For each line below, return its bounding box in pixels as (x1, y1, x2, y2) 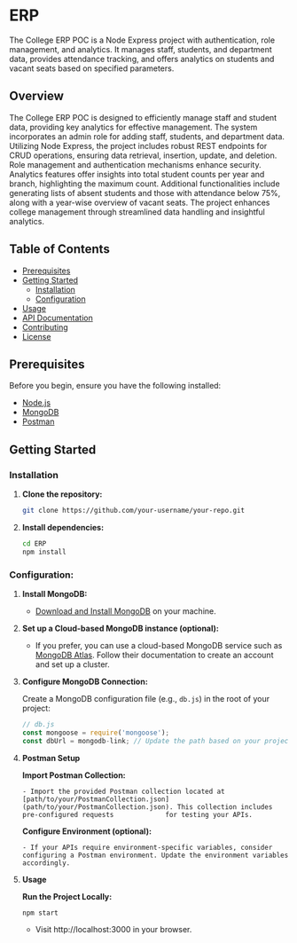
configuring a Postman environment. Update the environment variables (21, 851, 289, 860)
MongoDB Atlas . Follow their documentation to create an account (35, 649, 274, 660)
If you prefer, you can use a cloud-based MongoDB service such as (35, 640, 283, 650)
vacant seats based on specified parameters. (9, 63, 175, 74)
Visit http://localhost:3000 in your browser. (35, 924, 192, 935)
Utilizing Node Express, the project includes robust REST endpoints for (9, 140, 268, 151)
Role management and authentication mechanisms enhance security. (9, 159, 262, 169)
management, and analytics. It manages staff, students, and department (9, 43, 272, 54)
